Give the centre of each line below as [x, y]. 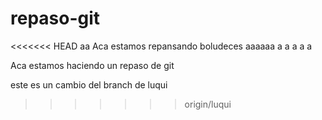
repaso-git [55, 18]
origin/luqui [208, 104]
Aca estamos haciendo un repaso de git [92, 65]
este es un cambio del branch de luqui [89, 84]
